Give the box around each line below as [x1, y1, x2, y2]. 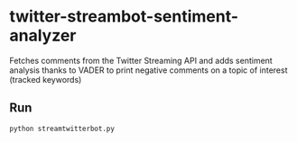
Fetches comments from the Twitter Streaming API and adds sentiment [9, 55, 273, 66]
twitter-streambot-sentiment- [9, 6, 239, 27]
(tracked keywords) [9, 74, 82, 84]
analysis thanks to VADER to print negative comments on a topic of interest [9, 65, 288, 75]
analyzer [9, 25, 77, 46]
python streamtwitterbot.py [9, 124, 116, 133]
